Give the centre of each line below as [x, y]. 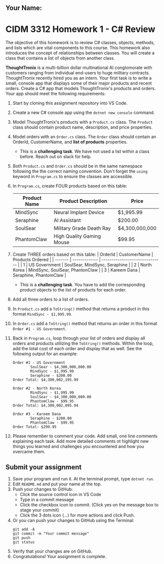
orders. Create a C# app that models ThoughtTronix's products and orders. [81, 89]
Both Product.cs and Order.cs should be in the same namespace [77, 166]
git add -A [24, 530]
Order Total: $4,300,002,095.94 [45, 406]
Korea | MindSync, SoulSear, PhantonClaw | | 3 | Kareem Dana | [76, 270]
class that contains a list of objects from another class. [60, 58]
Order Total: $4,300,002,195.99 [45, 380]
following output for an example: [45, 354]
